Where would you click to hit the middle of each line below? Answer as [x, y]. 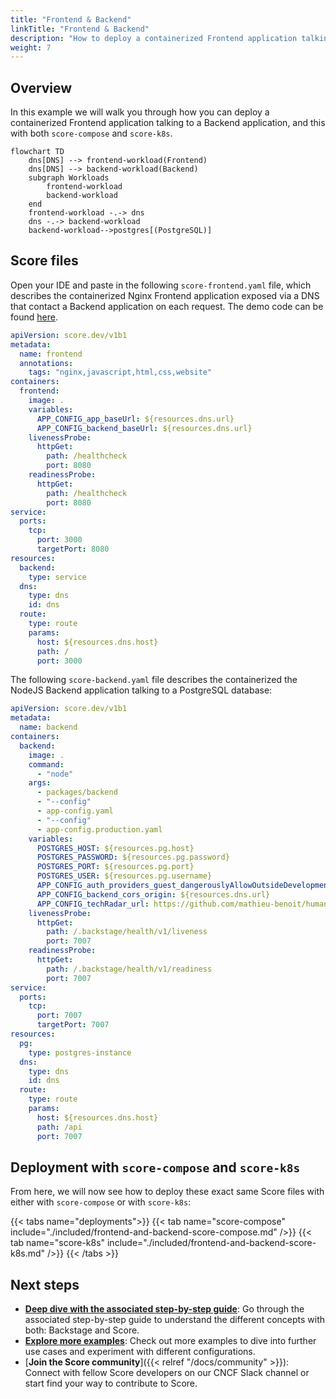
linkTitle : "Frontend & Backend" [80, 29]
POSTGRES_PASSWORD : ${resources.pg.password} [133, 857]
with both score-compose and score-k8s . [91, 133]
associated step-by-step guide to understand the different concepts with [175, 1320]
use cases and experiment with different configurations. [140, 1352]
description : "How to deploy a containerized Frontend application [154, 38]
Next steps [45, 1284]
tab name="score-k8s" [58, 1243]
